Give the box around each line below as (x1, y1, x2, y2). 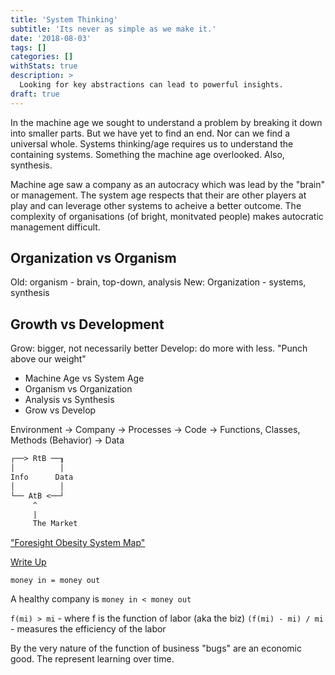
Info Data (10, 472, 74, 482)
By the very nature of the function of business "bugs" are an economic (10, 642, 302, 655)
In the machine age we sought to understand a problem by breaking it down (10, 116, 323, 128)
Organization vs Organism (10, 250, 177, 267)
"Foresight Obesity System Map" (10, 537, 146, 549)
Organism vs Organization (24, 383, 133, 395)
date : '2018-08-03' (10, 33, 92, 43)
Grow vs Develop (24, 404, 97, 416)
